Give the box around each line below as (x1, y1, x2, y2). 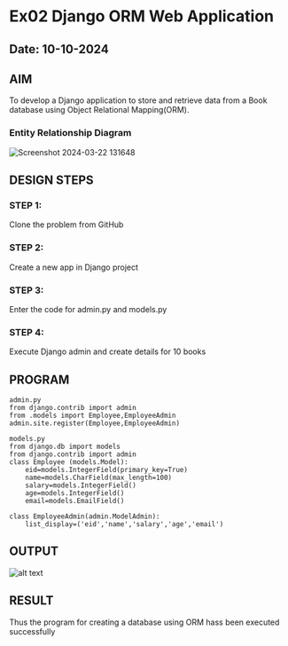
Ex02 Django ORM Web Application (9, 6, 275, 27)
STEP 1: (9, 200, 43, 211)
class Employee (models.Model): (9, 458, 128, 467)
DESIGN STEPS (9, 173, 95, 188)
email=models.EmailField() (25, 497, 125, 506)
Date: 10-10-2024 (9, 42, 109, 57)
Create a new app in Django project (9, 262, 139, 272)
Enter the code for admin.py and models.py (9, 303, 167, 314)
